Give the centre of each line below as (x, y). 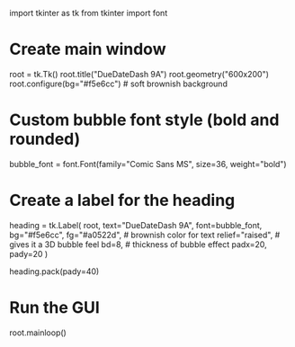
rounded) (45, 139)
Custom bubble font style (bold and (144, 120)
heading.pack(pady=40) (54, 271)
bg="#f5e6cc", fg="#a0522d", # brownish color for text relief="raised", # (145, 235)
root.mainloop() (38, 333)
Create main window (88, 49)
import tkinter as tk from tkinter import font (89, 13)
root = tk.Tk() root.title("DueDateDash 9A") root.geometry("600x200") (139, 74)
